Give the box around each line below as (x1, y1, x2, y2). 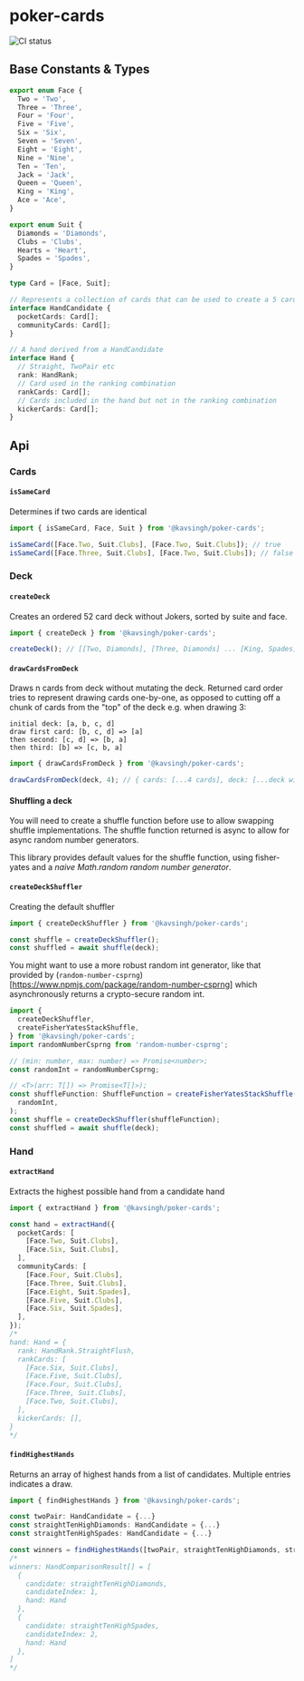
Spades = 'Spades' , (17, 254, 91, 263)
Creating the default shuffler (9, 901, 115, 912)
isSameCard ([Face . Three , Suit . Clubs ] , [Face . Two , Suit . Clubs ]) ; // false (9, 548, 294, 558)
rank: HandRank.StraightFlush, (17, 1346, 136, 1355)
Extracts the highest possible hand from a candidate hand (9, 1186, 225, 1197)
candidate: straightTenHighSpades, (25, 1621, 160, 1630)
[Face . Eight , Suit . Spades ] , (25, 1287, 131, 1296)
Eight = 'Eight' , (17, 144, 83, 154)
